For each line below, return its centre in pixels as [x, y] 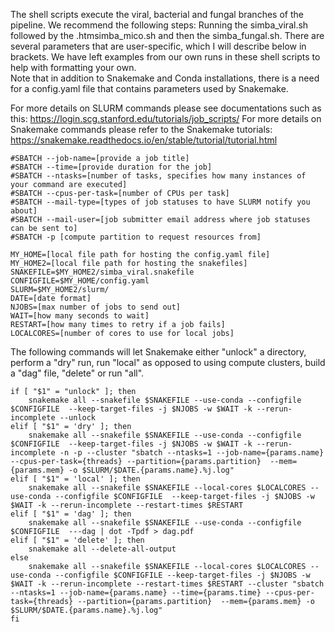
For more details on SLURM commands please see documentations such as [166, 108]
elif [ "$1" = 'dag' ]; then [71, 514]
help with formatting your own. [73, 67]
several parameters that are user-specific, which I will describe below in [158, 46]
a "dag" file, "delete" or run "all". [77, 373]
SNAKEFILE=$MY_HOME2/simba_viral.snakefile [102, 272]
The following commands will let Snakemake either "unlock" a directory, [158, 352]
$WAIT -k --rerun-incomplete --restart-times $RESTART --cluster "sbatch [167, 584]
